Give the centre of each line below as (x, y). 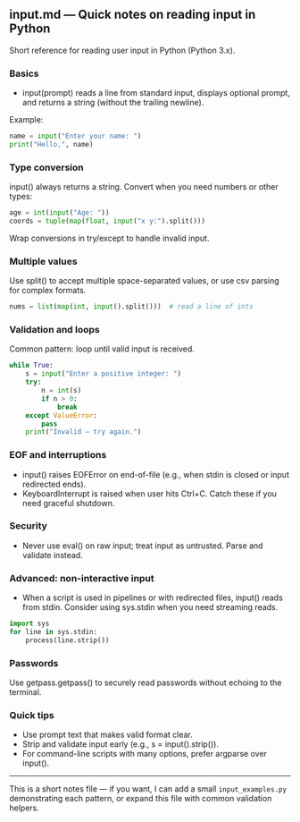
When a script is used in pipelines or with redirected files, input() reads (152, 597)
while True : (31, 366)
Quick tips (32, 715)
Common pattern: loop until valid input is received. (102, 349)
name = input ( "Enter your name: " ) (75, 136)
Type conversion (46, 167)
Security (28, 526)
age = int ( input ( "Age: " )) (59, 213)
